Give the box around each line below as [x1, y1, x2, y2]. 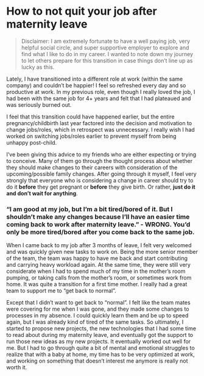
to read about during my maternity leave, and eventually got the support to [6, 331, 194, 339]
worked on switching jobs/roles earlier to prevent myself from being [6, 132, 177, 140]
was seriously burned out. [6, 101, 72, 108]
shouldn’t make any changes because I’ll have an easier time [6, 212, 190, 221]
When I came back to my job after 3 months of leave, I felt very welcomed [6, 242, 192, 249]
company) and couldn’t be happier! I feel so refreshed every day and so [6, 81, 186, 89]
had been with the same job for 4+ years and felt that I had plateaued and [6, 95, 191, 102]
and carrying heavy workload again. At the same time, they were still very [6, 261, 191, 269]
